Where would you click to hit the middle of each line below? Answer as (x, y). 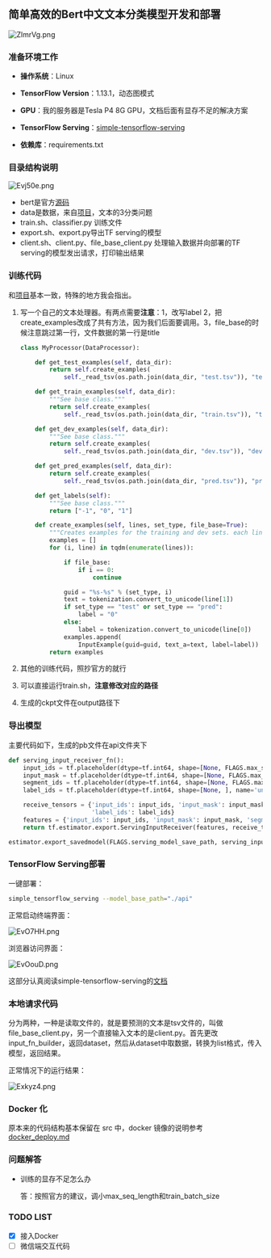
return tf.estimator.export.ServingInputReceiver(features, (126, 827)
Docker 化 (28, 1109)
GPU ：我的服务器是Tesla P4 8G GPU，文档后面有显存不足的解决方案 (134, 111)
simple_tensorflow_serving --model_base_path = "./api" (101, 898)
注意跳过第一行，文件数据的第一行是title (93, 332)
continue (107, 577)
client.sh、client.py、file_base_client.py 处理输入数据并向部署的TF (130, 243)
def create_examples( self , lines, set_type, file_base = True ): (142, 525)
